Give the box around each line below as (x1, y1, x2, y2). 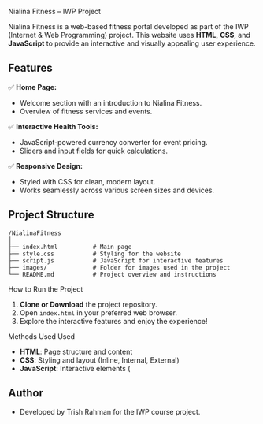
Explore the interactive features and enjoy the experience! (19, 316, 208, 325)
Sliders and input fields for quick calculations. (19, 146, 168, 155)
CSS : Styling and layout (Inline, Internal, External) (19, 355, 180, 365)
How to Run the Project (8, 284, 83, 294)
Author (8, 386, 43, 400)
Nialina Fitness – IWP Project (8, 7, 101, 16)
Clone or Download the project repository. (19, 299, 157, 309)
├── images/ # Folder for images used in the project (8, 263, 231, 271)
